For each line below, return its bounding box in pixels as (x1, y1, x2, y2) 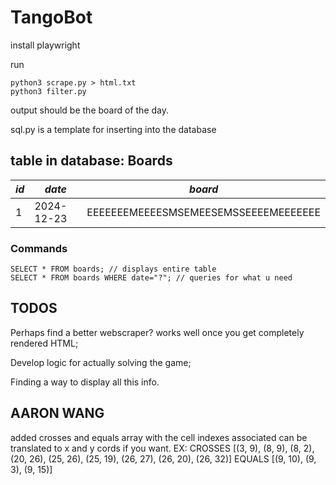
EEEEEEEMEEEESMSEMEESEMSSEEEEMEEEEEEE (86, 205, 321, 219)
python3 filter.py (10, 86, 87, 96)
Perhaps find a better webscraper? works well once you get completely (10, 326, 305, 338)
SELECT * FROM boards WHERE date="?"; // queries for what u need (10, 273, 293, 283)
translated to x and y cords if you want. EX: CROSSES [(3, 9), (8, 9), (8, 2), (10, 442, 315, 454)
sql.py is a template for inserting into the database (10, 123, 217, 135)
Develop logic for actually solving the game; (10, 356, 192, 368)
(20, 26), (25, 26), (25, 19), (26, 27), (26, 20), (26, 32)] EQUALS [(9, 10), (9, (10, 452, 317, 465)
